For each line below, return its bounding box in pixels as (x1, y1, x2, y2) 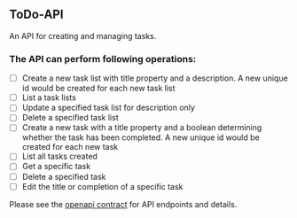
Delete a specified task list (21, 113, 119, 123)
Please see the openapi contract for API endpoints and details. (9, 199, 238, 209)
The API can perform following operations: (9, 52, 197, 65)
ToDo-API (9, 7, 64, 22)
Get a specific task (21, 161, 91, 172)
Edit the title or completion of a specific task (21, 181, 184, 191)
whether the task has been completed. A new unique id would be (21, 132, 260, 143)
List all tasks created (21, 151, 98, 162)
